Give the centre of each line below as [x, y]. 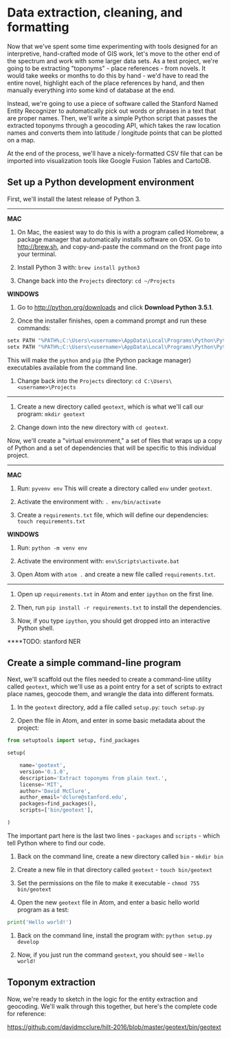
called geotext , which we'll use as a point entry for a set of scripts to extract [115, 686]
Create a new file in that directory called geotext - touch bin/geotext [114, 869]
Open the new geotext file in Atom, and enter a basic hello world [108, 902]
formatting [38, 27]
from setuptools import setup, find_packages [73, 741]
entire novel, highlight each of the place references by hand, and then [106, 83]
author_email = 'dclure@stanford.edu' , [74, 797]
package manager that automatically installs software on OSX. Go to [114, 239]
